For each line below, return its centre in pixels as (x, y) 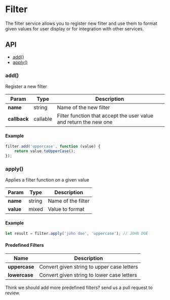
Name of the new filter (83, 107)
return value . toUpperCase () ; (45, 151)
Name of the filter (69, 201)
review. (13, 293)
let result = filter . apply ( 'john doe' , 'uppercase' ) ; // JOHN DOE (77, 234)
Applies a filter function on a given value (47, 180)
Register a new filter (26, 87)
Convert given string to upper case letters (89, 267)
